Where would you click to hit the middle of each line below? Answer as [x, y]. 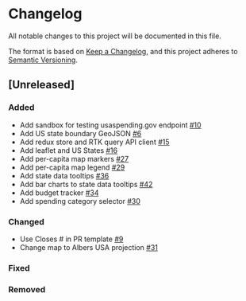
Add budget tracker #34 [59, 193]
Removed [27, 289]
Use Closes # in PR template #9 [71, 239]
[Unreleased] [42, 85]
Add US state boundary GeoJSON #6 [81, 133]
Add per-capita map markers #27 [74, 158]
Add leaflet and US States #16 [68, 150]
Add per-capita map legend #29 [72, 167]
